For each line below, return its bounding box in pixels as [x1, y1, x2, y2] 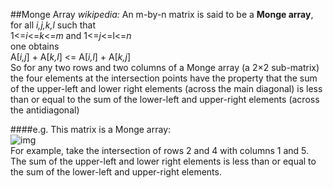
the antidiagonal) [10, 104, 80, 116]
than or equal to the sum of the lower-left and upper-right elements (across [10, 94, 320, 105]
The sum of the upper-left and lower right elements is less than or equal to [10, 155, 317, 167]
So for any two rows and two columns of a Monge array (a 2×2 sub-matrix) [10, 62, 320, 73]
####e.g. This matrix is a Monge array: [10, 124, 172, 135]
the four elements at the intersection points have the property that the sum [10, 72, 318, 84]
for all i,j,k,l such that [10, 19, 97, 31]
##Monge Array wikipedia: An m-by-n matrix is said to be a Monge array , [10, 9, 314, 20]
